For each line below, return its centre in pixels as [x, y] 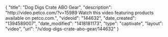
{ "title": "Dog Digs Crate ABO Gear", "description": [59, 7]
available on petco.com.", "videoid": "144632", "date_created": [71, 18]
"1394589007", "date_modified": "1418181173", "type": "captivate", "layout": [84, 23]
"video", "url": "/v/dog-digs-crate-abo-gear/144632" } [62, 29]
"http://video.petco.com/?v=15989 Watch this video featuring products [79, 13]
